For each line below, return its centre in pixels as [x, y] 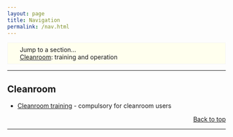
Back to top [209, 120]
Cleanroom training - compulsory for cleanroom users [94, 106]
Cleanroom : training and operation [69, 57]
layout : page [26, 14]
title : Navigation [34, 20]
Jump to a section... [48, 50]
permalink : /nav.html [38, 26]
